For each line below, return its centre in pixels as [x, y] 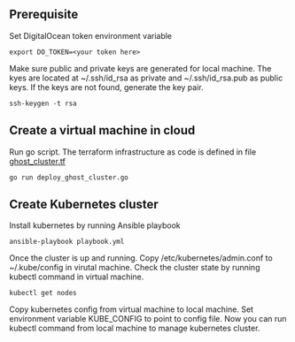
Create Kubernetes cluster [84, 205]
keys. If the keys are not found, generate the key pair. [106, 87]
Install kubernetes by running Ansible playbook [95, 225]
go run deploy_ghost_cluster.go [69, 177]
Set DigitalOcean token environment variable [91, 35]
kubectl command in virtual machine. [77, 277]
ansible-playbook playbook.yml [67, 242]
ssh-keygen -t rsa [43, 103]
